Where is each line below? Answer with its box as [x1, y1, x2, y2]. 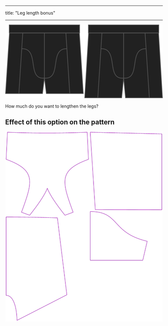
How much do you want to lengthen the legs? [5, 103, 98, 109]
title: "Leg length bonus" [5, 10, 55, 16]
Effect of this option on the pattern [5, 118, 115, 126]
